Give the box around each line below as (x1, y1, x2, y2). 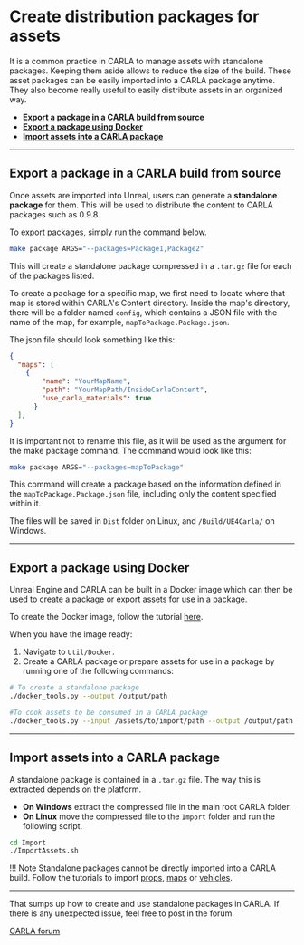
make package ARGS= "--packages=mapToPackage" (9, 462, 184, 472)
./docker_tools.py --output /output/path (9, 691, 168, 701)
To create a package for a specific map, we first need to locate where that (9, 287, 286, 298)
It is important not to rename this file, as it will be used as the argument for (9, 435, 287, 446)
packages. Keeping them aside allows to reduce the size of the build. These (9, 65, 292, 76)
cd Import (9, 838, 47, 847)
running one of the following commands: (22, 666, 175, 677)
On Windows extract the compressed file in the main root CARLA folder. (22, 801, 291, 812)
